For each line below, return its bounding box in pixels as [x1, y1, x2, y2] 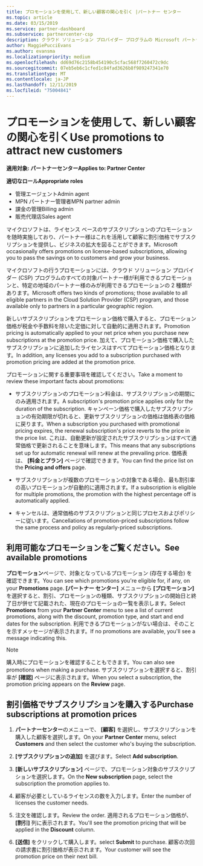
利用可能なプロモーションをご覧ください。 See [6, 543, 180, 553]
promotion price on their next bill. [14, 853, 98, 860]
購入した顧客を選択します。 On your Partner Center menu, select [14, 734, 177, 741]
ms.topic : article [6, 15, 53, 21]
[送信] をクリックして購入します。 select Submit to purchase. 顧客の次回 [14, 838, 195, 846]
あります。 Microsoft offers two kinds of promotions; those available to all [6, 289, 188, 296]
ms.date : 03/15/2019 [6, 20, 59, 26]
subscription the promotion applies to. [14, 780, 110, 787]
